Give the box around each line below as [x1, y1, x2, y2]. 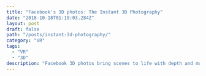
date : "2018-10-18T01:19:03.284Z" [6, 15, 95, 21]
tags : [6, 44, 20, 50]
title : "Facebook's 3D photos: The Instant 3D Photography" [6, 9, 164, 15]
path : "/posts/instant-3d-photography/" [6, 32, 112, 38]
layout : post [6, 20, 40, 26]
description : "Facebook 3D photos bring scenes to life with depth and [6, 60, 193, 66]
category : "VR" [6, 37, 45, 44]
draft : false [6, 26, 40, 32]
